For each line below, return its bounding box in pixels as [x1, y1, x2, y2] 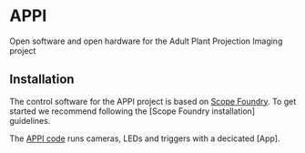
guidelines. [9, 115, 51, 126]
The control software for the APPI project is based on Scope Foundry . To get [9, 96, 297, 107]
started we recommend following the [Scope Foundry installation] [9, 106, 256, 117]
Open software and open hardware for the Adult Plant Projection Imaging [9, 36, 283, 46]
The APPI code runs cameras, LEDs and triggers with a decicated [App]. [9, 133, 280, 144]
